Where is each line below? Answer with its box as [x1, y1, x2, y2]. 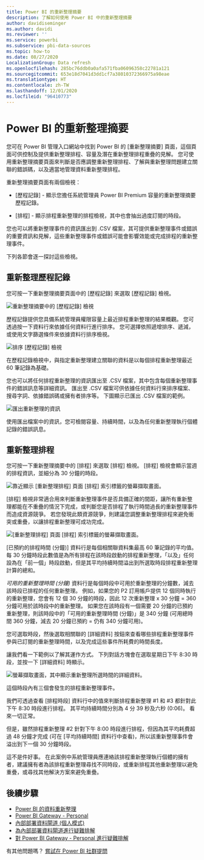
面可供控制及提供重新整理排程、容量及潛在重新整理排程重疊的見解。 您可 [6, 150, 189, 158]
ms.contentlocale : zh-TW [6, 83, 69, 89]
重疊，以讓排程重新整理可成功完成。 [16, 518, 107, 526]
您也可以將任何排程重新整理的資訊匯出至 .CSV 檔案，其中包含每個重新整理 [6, 377, 192, 384]
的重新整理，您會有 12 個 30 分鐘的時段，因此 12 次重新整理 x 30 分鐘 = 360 [6, 595, 196, 602]
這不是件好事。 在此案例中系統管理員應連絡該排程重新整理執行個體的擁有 [6, 753, 189, 760]
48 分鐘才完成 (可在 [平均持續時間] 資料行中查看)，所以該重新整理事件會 [13, 733, 193, 740]
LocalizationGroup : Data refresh [6, 59, 91, 66]
